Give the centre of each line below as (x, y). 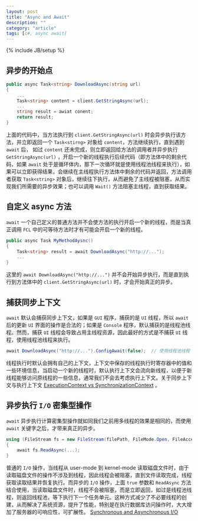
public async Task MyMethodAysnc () (50, 240)
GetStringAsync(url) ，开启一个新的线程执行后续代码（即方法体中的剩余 (94, 156)
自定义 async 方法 (39, 207)
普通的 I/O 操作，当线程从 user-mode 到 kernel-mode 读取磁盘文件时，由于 (98, 468)
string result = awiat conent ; (55, 112)
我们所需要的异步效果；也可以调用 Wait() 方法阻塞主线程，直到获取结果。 (100, 186)
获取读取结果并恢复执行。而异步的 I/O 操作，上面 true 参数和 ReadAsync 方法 (99, 483)
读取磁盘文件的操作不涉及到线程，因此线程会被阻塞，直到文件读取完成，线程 (99, 475)
